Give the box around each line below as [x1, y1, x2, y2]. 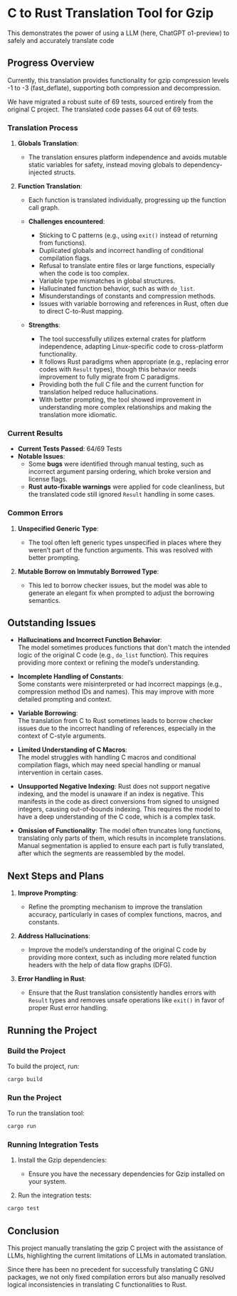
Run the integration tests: [17, 1191, 92, 1200]
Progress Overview [7, 57, 95, 69]
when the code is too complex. [38, 269, 130, 278]
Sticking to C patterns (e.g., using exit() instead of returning [38, 231, 218, 240]
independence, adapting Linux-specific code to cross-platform [38, 342, 223, 351]
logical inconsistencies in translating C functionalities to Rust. [7, 1280, 187, 1289]
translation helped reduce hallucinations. [38, 388, 159, 397]
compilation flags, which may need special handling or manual [17, 761, 201, 769]
